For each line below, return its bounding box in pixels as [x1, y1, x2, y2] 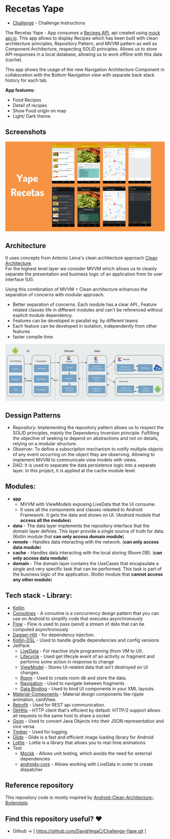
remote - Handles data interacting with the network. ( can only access [12, 539, 159, 545]
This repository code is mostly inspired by [5, 794, 93, 800]
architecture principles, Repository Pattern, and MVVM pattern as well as [5, 40, 157, 46]
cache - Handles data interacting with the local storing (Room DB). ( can [12, 549, 163, 555]
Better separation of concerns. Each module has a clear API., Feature [12, 301, 157, 307]
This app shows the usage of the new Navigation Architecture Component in [5, 66, 164, 73]
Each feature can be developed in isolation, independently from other [12, 323, 157, 329]
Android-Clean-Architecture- [93, 794, 154, 800]
